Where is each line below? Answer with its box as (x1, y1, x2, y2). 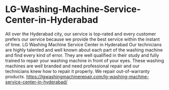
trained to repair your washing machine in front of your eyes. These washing (5, 57, 164, 63)
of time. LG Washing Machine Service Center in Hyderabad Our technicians (5, 41, 162, 47)
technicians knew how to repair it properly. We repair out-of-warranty (5, 68, 150, 74)
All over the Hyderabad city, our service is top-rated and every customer (5, 31, 156, 37)
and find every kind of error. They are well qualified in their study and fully (5, 52, 159, 58)
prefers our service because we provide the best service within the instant (5, 36, 160, 42)
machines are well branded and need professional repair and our (5, 63, 140, 69)
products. (5, 73, 25, 79)
